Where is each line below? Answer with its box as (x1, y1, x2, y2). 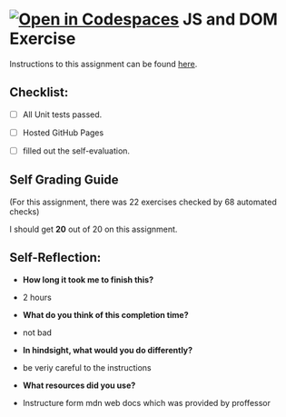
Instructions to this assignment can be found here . (9, 58, 198, 69)
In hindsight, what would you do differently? (22, 344, 193, 355)
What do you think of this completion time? (22, 309, 189, 320)
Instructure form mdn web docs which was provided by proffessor (22, 397, 271, 408)
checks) (9, 205, 40, 217)
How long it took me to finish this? (22, 273, 154, 285)
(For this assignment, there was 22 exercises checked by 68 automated (9, 196, 277, 207)
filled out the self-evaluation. (22, 145, 130, 156)
